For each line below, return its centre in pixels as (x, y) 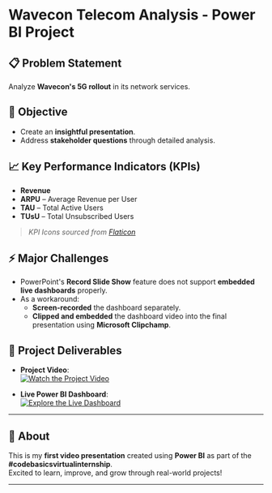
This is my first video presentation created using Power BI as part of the (130, 456)
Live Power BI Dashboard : (64, 394)
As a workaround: (49, 299)
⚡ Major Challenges (59, 258)
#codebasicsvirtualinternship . (61, 465)
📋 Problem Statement (65, 63)
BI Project (42, 32)
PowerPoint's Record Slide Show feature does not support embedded (137, 282)
